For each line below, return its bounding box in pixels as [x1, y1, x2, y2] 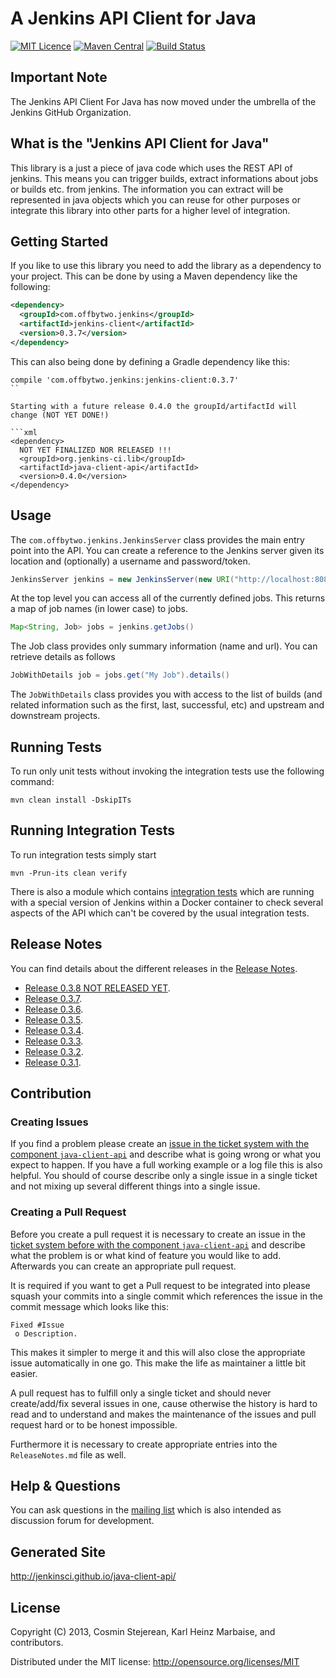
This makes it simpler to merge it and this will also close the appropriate [10, 1346, 306, 1358]
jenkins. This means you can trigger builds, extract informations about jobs [10, 172, 319, 184]
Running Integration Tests [10, 822, 175, 839]
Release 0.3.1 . [24, 1056, 82, 1068]
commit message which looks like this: [10, 1300, 170, 1312]
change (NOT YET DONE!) [10, 410, 110, 420]
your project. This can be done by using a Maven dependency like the [10, 270, 298, 282]
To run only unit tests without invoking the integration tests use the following [10, 765, 325, 777]
